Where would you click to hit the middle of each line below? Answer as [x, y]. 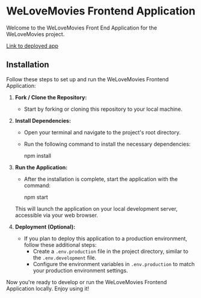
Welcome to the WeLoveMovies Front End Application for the [82, 28]
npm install [37, 155]
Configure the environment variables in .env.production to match [114, 264]
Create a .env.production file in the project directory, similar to [110, 251]
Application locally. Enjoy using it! [48, 288]
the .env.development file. [65, 258]
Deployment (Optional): [45, 226]
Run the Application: [41, 167]
